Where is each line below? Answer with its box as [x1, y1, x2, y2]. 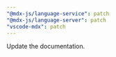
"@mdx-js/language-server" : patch [6, 17, 107, 24]
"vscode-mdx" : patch [6, 23, 67, 30]
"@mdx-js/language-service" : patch [6, 10, 110, 17]
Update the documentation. [6, 42, 85, 51]
